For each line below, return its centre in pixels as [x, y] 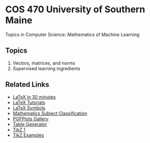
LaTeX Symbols [29, 108]
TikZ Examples [28, 135]
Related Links [27, 85]
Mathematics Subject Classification [50, 113]
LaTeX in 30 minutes [34, 97]
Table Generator [30, 124]
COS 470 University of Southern [75, 9]
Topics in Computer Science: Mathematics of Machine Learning [72, 34]
